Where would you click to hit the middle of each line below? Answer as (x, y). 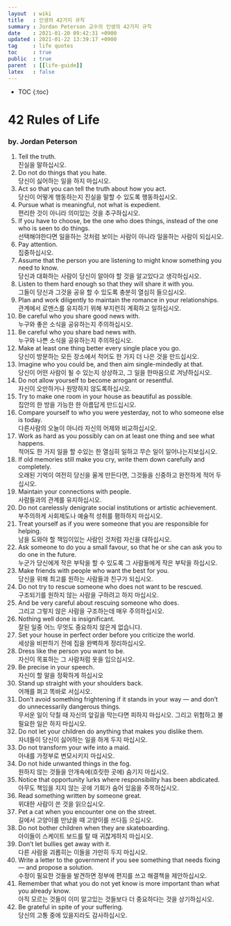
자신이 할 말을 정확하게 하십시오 (60, 675)
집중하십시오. (36, 252)
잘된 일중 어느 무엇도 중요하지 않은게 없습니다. (80, 627)
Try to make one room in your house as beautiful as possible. (105, 396)
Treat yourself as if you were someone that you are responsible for (113, 523)
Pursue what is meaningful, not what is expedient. (89, 204)
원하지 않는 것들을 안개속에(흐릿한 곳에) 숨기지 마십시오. (93, 772)
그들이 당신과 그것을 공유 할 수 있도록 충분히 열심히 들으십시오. (102, 292)
